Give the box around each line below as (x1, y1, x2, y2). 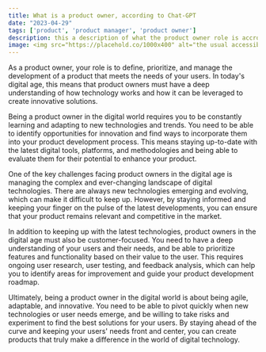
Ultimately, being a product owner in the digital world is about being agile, (8, 293, 249, 302)
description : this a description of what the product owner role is (8, 33, 239, 42)
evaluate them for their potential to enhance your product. (8, 154, 197, 163)
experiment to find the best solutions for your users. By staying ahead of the (8, 318, 257, 327)
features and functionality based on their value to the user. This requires (8, 252, 244, 262)
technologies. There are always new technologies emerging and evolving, (8, 186, 249, 196)
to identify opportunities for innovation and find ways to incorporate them (8, 128, 248, 139)
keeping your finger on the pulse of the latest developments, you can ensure (8, 203, 258, 212)
